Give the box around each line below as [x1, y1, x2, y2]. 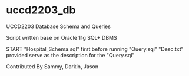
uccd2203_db [6, 4, 76, 17]
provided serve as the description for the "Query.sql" [6, 51, 135, 58]
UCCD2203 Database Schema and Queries [6, 23, 111, 30]
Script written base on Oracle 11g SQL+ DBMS [6, 34, 117, 41]
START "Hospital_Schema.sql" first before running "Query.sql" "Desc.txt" [6, 45, 184, 53]
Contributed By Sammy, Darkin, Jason [6, 63, 99, 70]
